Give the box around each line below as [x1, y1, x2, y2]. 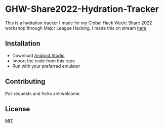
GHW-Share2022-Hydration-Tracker [5, 3, 159, 15]
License [5, 105, 30, 113]
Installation [5, 40, 41, 48]
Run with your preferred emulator [12, 63, 81, 69]
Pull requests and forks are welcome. [5, 90, 81, 96]
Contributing [5, 78, 45, 86]
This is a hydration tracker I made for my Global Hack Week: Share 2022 [5, 20, 152, 26]
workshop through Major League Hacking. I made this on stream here [5, 25, 147, 31]
